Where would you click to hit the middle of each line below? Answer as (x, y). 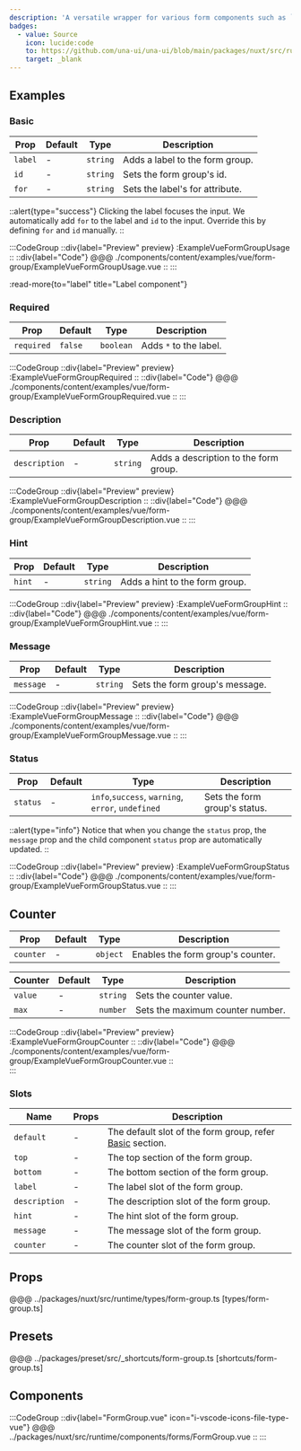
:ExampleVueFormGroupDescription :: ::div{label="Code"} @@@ (129, 501)
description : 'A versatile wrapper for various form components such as (148, 18)
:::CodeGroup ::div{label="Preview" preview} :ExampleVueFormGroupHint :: (149, 603)
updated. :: (29, 849)
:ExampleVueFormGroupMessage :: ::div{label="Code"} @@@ (124, 716)
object (109, 954)
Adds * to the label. (181, 345)
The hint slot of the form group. (173, 1216)
